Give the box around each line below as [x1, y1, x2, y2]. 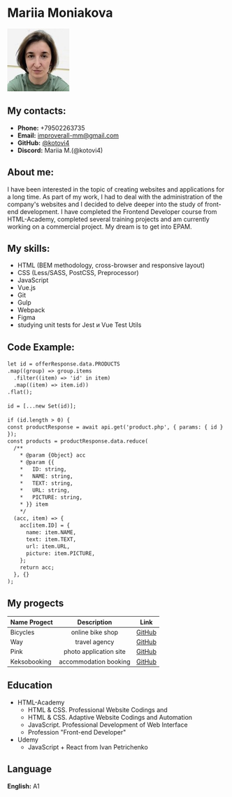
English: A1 [7, 782, 40, 790]
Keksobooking [10, 657, 52, 666]
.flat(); [7, 389, 33, 396]
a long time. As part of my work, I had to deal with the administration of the [7, 192, 223, 201]
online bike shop [71, 628, 119, 636]
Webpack [17, 306, 45, 314]
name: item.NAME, [25, 529, 77, 536]
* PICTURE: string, [20, 494, 82, 501]
